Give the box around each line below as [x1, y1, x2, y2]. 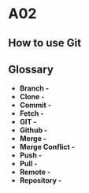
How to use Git [8, 36, 81, 50]
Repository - [19, 176, 61, 185]
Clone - [19, 92, 45, 102]
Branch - [19, 84, 50, 93]
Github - [19, 125, 48, 135]
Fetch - [19, 109, 44, 118]
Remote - [19, 167, 51, 177]
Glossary [8, 62, 54, 76]
